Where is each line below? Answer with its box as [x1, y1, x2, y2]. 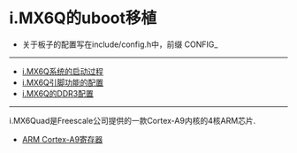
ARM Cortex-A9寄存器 [21, 134, 103, 144]
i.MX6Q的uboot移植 [9, 8, 157, 28]
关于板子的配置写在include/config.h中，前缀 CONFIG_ [21, 39, 218, 50]
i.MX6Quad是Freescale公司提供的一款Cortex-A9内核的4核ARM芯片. [9, 115, 256, 126]
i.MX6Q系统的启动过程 [21, 65, 104, 76]
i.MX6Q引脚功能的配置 [21, 77, 104, 88]
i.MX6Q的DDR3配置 [21, 88, 95, 98]
